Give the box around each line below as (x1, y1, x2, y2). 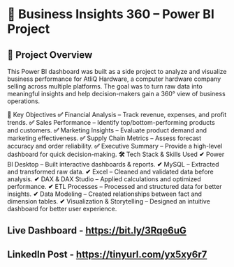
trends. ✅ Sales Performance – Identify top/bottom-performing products (7, 119, 215, 126)
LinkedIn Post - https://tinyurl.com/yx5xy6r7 (7, 248, 207, 260)
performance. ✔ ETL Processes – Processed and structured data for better (7, 183, 222, 190)
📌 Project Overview (7, 49, 93, 61)
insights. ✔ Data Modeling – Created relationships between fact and (7, 190, 203, 198)
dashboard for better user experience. (7, 205, 117, 213)
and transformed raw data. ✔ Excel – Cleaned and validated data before (7, 167, 214, 176)
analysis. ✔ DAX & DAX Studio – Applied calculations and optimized (7, 175, 201, 183)
